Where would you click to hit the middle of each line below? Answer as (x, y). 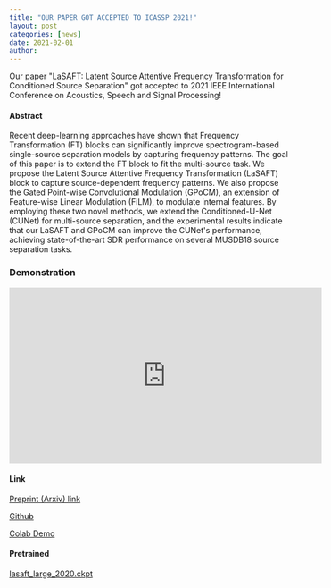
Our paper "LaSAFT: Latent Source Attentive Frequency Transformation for (146, 76)
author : (24, 51)
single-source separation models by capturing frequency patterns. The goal (149, 155)
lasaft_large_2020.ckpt (51, 574)
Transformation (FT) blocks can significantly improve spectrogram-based (144, 145)
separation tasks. (41, 249)
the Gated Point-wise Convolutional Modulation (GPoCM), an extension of (145, 192)
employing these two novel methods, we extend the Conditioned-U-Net (141, 212)
